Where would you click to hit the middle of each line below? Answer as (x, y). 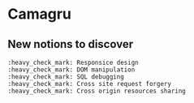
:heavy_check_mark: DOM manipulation (71, 70)
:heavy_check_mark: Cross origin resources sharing (97, 91)
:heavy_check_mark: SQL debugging (66, 77)
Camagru (40, 14)
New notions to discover (71, 44)
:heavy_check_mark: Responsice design (73, 62)
